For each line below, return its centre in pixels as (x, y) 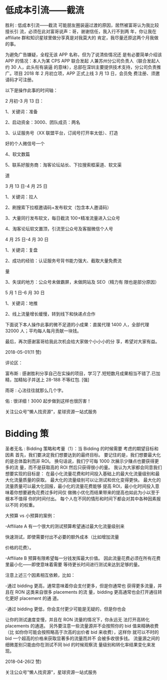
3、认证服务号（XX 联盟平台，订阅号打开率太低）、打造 (62, 133)
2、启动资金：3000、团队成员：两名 (43, 122)
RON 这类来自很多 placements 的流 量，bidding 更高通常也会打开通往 (86, 592)
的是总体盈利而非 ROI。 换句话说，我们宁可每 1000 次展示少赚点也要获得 (80, 461)
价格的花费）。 (19, 547)
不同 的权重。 (23, 505)
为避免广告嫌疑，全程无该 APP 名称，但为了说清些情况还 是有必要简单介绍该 (84, 54)
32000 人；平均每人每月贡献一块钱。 (43, 331)
